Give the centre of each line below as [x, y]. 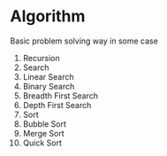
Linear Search [48, 76]
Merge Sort [43, 133]
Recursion [41, 58]
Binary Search [49, 86]
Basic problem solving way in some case [84, 41]
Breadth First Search [61, 96]
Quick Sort [42, 143]
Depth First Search [57, 105]
